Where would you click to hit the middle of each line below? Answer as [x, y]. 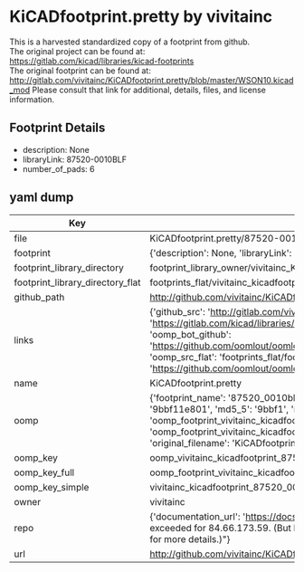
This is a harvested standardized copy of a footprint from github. [130, 42]
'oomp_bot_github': [190, 334]
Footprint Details [57, 128]
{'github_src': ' [180, 311]
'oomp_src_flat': [183, 357]
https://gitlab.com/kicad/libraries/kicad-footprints [102, 61]
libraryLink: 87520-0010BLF [75, 159]
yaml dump [42, 198]
